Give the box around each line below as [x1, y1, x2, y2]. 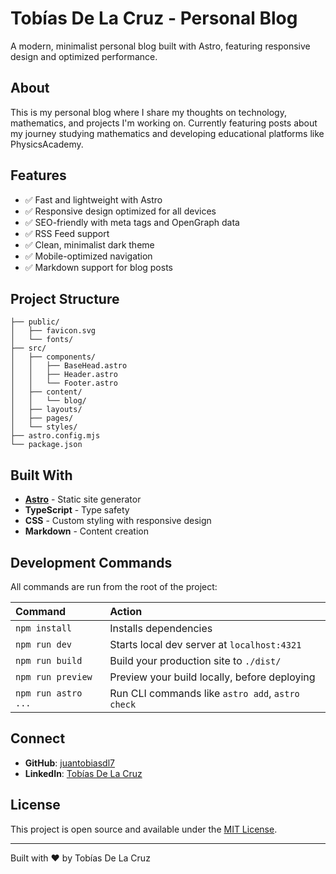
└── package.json [10, 440, 83, 450]
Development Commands [10, 554, 173, 571]
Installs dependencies [109, 622, 213, 635]
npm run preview [15, 672, 93, 682]
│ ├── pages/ [10, 413, 74, 424]
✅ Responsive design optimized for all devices [24, 205, 217, 217]
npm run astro [15, 688, 83, 699]
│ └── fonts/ [10, 335, 74, 345]
